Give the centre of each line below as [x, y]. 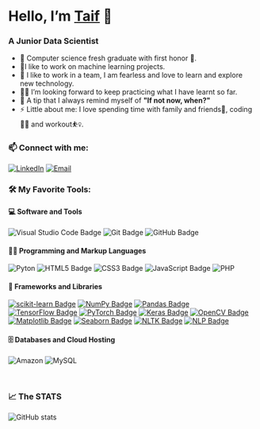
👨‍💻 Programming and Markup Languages [77, 250]
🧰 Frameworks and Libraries [55, 286]
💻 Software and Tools [45, 212]
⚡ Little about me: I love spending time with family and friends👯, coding [136, 110]
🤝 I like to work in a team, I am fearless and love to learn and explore [131, 75]
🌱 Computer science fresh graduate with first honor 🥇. [108, 58]
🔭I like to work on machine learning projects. [92, 67]
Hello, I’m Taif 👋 [60, 16]
